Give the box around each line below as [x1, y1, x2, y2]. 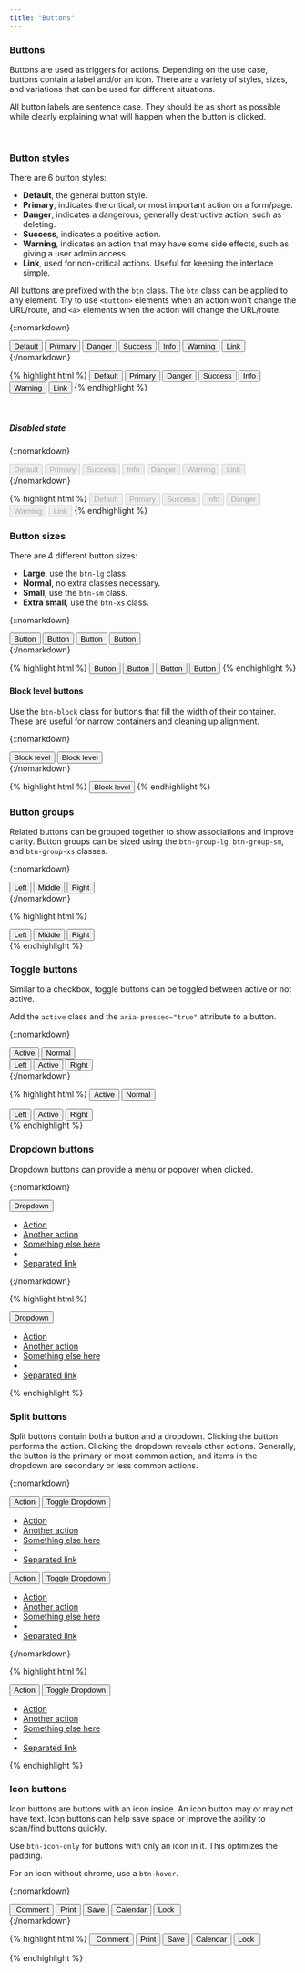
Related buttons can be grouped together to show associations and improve [9, 826, 294, 837]
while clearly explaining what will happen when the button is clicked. [9, 110, 267, 121]
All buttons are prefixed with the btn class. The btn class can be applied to [9, 285, 289, 297]
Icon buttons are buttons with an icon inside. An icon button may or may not [9, 1803, 294, 1814]
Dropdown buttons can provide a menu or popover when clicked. [9, 1164, 254, 1174]
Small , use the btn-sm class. [22, 588, 128, 599]
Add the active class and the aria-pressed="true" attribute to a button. [9, 1011, 277, 1022]
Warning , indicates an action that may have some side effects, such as [22, 238, 290, 249]
